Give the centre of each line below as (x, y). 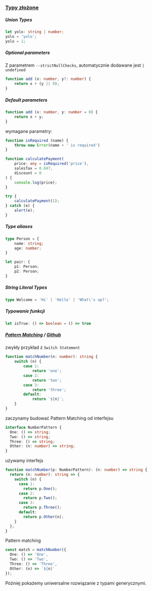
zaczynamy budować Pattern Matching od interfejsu (59, 418)
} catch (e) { (20, 206)
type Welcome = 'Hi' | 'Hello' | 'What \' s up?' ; (57, 300)
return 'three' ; (49, 390)
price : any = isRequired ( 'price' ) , (52, 164)
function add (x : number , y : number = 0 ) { (52, 112)
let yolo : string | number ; (35, 32)
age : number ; (28, 248)
